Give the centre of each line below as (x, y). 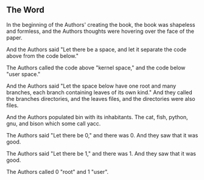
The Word (25, 10)
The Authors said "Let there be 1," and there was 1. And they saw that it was (101, 153)
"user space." (23, 74)
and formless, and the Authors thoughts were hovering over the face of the (100, 31)
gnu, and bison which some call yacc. (54, 123)
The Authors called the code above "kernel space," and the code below (96, 67)
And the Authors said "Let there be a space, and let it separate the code (97, 49)
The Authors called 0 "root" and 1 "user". (58, 171)
